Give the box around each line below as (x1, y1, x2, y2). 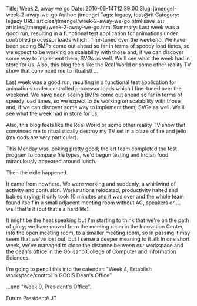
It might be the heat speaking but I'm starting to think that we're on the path (6, 217, 189, 224)
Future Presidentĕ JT (6, 295, 57, 301)
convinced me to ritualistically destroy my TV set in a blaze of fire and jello (6, 127, 186, 134)
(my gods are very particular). (6, 134, 78, 140)
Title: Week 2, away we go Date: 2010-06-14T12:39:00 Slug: (6, 5, 152, 12)
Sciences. (6, 254, 31, 261)
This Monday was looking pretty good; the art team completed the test (6, 145, 178, 152)
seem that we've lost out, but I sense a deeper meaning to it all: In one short (6, 236, 190, 243)
